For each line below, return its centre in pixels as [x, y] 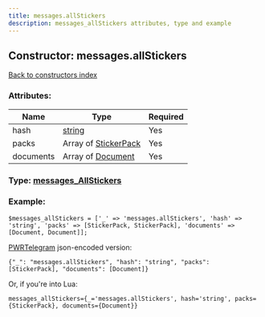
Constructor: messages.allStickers [98, 56]
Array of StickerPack [102, 143]
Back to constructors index [53, 75]
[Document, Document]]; [48, 232]
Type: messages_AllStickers [65, 180]
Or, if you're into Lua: [43, 284]
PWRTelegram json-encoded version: [70, 247]
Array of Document [99, 156]
